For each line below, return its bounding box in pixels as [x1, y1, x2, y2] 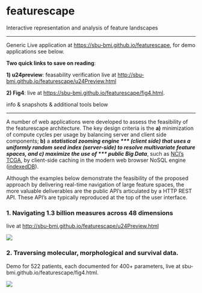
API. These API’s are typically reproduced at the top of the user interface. [6, 194, 188, 201]
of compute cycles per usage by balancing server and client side [6, 131, 167, 138]
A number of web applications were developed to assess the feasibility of [6, 118, 188, 125]
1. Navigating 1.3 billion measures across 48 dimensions [6, 209, 173, 217]
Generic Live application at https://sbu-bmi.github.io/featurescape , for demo [6, 41, 195, 49]
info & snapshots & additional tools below [6, 100, 108, 108]
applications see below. [6, 48, 65, 55]
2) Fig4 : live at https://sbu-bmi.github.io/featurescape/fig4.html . [6, 89, 165, 96]
